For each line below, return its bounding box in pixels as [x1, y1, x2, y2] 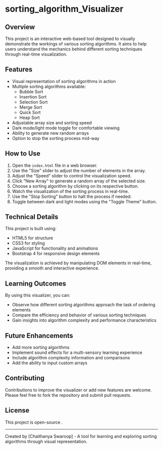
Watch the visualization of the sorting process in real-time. [12, 188, 130, 194]
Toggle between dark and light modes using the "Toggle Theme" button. [12, 198, 157, 204]
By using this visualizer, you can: [5, 293, 70, 298]
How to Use [5, 150, 41, 158]
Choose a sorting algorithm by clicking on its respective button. [12, 183, 139, 189]
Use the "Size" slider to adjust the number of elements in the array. [12, 167, 146, 174]
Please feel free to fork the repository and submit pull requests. [5, 392, 132, 398]
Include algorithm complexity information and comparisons [12, 355, 130, 361]
